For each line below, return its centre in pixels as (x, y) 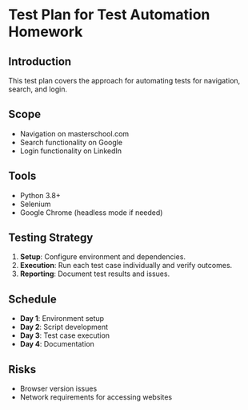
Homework (46, 32)
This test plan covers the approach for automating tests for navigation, (124, 81)
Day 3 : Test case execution (65, 335)
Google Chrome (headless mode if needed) (91, 212)
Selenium (35, 204)
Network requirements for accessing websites (96, 397)
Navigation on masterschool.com (74, 133)
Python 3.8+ (40, 195)
